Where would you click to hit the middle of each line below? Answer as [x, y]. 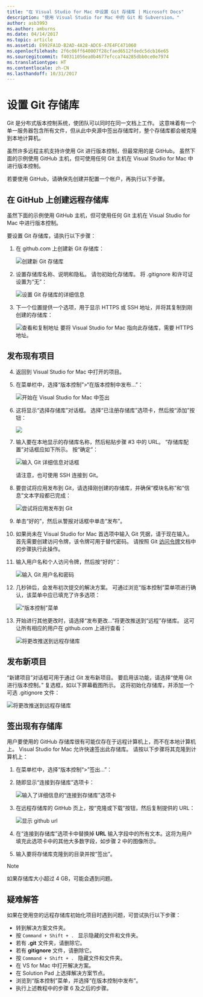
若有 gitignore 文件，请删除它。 [55, 951]
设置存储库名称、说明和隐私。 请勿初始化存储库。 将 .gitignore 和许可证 [104, 274]
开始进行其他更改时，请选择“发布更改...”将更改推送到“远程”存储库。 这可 [105, 620]
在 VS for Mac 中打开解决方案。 [55, 966]
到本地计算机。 [25, 138]
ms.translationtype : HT [37, 62]
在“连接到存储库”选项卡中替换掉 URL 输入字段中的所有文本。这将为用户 [104, 834]
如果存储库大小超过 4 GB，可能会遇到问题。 [61, 879]
